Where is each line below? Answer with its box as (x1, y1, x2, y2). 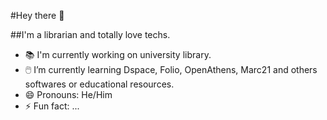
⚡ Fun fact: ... (24, 100, 80, 112)
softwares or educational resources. (24, 78, 175, 90)
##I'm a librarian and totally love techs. (10, 29, 171, 40)
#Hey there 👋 (10, 10, 65, 21)
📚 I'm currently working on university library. (24, 49, 212, 60)
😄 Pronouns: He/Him (24, 89, 113, 100)
